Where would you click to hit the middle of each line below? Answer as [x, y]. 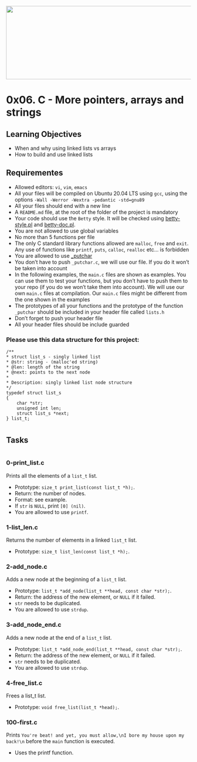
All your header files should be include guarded [72, 324]
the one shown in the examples [52, 299]
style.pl [23, 224]
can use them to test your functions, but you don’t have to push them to [101, 281]
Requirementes [35, 173]
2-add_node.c [27, 567]
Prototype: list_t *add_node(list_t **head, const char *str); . [93, 591]
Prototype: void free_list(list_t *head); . [67, 707]
